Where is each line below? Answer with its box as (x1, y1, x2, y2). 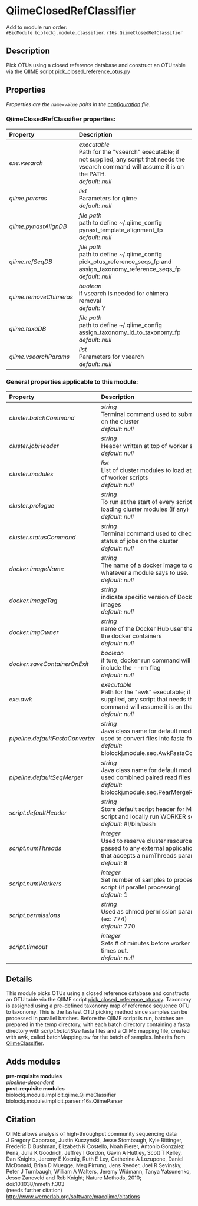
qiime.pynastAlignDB (9, 222, 67, 230)
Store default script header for (101, 805, 185, 813)
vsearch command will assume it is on (78, 162, 184, 170)
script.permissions (9, 911, 61, 920)
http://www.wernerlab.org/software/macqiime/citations (6, 1192, 140, 1200)
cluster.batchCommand (9, 414, 75, 422)
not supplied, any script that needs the (78, 155, 186, 163)
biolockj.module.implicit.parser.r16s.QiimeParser (6, 1098, 123, 1105)
